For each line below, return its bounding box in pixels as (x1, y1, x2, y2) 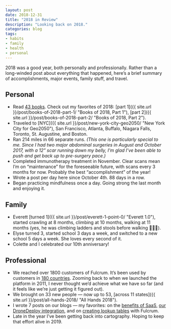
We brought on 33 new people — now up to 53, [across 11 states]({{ (12, 291, 156, 297)
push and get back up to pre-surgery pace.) (12, 153, 106, 159)
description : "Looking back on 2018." (5, 22, 88, 27)
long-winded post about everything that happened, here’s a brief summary (5, 70, 162, 76)
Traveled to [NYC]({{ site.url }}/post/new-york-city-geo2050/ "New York (12, 120, 165, 126)
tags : (5, 31, 17, 36)
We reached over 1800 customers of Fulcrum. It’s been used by (12, 270, 146, 276)
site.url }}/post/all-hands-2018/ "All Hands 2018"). (12, 297, 118, 303)
